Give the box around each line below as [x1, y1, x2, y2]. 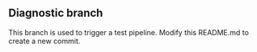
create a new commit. [8, 36, 81, 46]
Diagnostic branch [8, 6, 103, 20]
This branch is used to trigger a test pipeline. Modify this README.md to [8, 27, 249, 37]
